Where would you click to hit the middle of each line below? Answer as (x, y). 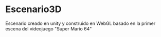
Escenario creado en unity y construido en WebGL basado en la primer (80, 23)
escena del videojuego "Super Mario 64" (49, 28)
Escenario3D (33, 9)
